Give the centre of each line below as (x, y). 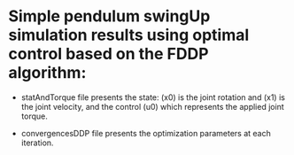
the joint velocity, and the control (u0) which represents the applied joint (152, 106)
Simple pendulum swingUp (109, 16)
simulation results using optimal (129, 35)
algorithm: (47, 73)
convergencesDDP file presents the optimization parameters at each (146, 133)
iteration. (37, 143)
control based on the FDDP (108, 54)
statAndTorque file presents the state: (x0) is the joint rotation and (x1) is (153, 97)
